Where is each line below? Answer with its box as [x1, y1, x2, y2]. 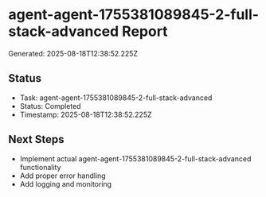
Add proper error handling [19, 171, 106, 180]
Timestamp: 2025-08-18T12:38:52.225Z [19, 110, 153, 119]
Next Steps [8, 133, 65, 146]
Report [122, 22, 169, 41]
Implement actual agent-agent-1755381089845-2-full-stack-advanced [19, 153, 252, 164]
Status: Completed [19, 101, 81, 110]
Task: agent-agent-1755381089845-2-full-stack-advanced [19, 93, 213, 102]
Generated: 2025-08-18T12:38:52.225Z [8, 48, 138, 58]
